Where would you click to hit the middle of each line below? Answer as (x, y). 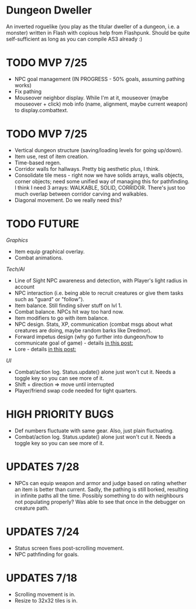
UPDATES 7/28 (43, 467)
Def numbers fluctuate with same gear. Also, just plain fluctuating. (94, 430)
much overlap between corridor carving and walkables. (81, 194)
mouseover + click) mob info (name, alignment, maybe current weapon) (101, 104)
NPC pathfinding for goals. (47, 554)
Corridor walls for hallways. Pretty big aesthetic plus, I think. (87, 169)
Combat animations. (39, 258)
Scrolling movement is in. (45, 594)
